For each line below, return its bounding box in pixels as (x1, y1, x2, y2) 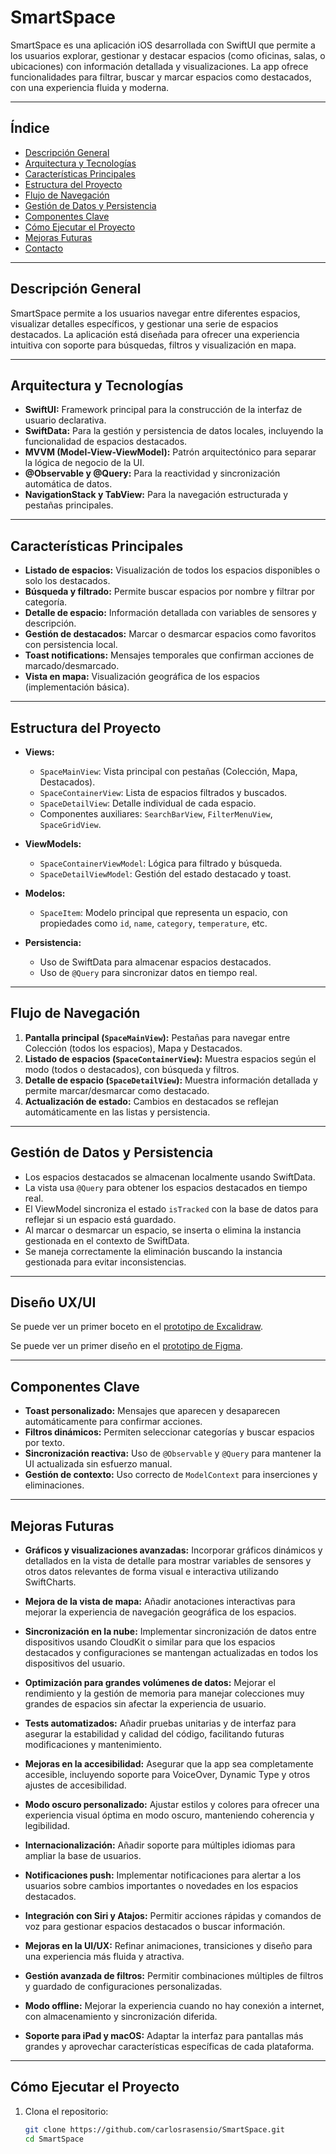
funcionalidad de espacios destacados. (24, 436, 188, 448)
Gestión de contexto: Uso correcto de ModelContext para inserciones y (24, 1469, 318, 1481)
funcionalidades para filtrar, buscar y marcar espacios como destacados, (10, 71, 312, 83)
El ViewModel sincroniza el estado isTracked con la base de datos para (24, 1202, 319, 1215)
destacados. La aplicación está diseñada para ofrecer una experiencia (10, 328, 300, 340)
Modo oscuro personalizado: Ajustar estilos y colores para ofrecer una (24, 1799, 320, 1811)
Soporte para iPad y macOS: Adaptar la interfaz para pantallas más (24, 2030, 304, 2042)
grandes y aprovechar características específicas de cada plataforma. (24, 2041, 315, 2053)
